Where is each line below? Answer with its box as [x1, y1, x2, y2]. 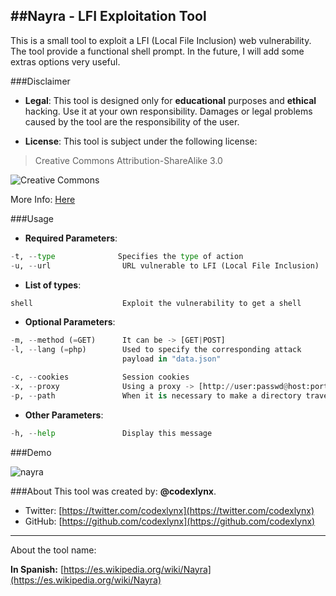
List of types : [24, 279, 82, 291]
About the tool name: [10, 544, 97, 556]
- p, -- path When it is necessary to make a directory [10, 390, 302, 401]
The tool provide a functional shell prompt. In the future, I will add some [10, 45, 305, 57]
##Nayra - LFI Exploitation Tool [10, 8, 207, 25]
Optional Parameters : [24, 316, 116, 328]
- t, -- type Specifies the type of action [10, 251, 244, 261]
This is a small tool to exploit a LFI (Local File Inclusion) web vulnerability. [10, 34, 312, 46]
